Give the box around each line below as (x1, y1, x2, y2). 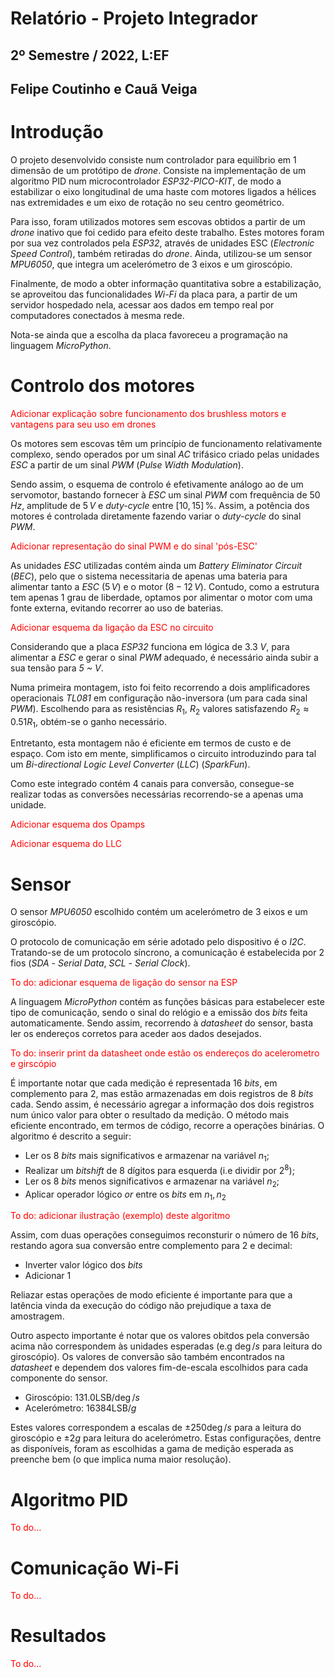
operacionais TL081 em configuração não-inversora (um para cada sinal (10, 692, 308, 704)
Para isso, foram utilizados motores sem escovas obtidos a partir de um (10, 215, 306, 227)
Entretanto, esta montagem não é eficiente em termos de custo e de (10, 737, 292, 749)
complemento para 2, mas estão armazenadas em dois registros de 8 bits (10, 1088, 314, 1100)
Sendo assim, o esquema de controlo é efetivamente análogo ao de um (10, 478, 304, 490)
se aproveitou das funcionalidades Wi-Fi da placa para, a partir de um (10, 288, 298, 300)
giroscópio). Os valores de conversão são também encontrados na (10, 1351, 285, 1363)
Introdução (10, 121, 104, 144)
